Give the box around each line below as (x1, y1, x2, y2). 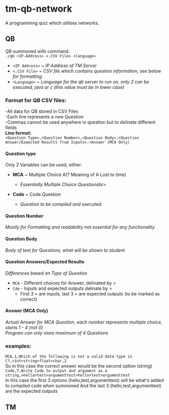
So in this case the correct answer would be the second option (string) (5, 363, 153, 369)
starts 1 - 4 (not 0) (5, 324, 43, 331)
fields (5, 125, 17, 131)
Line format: (5, 130, 32, 136)
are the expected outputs (5, 388, 58, 394)
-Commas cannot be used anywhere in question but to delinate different (5, 119, 156, 125)
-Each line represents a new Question (5, 114, 84, 120)
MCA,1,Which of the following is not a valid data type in (5, 354, 133, 359)
